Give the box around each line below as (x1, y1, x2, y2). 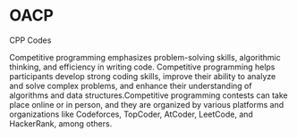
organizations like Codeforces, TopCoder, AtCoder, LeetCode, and (9, 109, 253, 119)
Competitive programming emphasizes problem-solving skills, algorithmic (9, 52, 281, 62)
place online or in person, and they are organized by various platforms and (9, 99, 284, 110)
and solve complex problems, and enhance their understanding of (9, 80, 252, 91)
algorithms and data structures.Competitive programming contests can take (9, 90, 288, 101)
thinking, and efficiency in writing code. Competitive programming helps (9, 61, 276, 72)
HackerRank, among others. (9, 118, 113, 129)
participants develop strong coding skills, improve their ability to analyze (9, 70, 276, 81)
